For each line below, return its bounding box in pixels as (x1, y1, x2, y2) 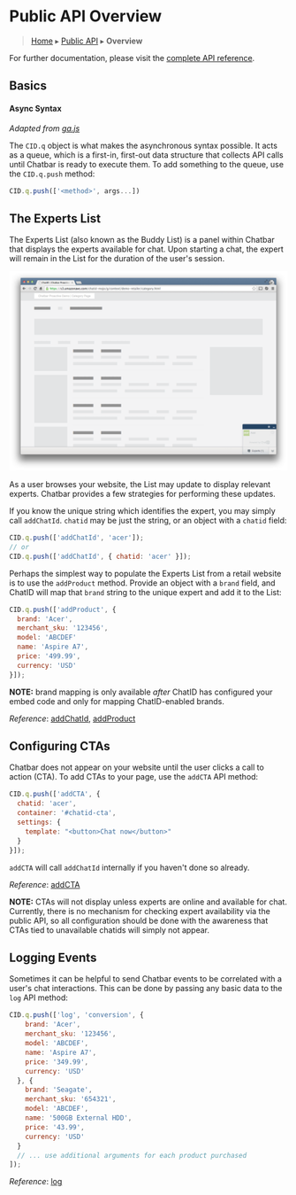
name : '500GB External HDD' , (25, 1114, 133, 1122)
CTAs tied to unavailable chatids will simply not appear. (9, 924, 210, 935)
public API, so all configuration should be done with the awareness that (9, 915, 269, 926)
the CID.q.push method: (9, 168, 95, 179)
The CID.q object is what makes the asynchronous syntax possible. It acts (9, 140, 278, 151)
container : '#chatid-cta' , (17, 809, 117, 818)
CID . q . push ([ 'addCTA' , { (9, 790, 101, 799)
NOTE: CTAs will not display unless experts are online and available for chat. (9, 896, 287, 907)
